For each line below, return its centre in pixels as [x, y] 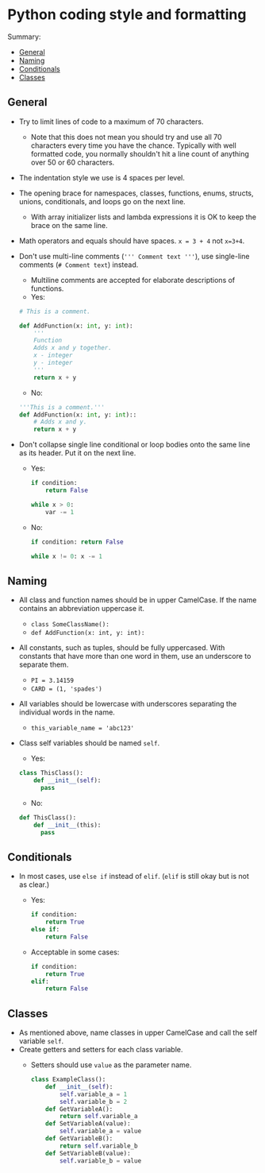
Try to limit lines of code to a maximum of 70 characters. [111, 122]
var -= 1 [60, 512]
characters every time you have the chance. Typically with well [134, 145]
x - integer [53, 355]
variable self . [41, 1041]
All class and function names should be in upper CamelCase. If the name [138, 600]
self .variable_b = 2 [93, 1101]
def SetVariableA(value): [88, 1124]
